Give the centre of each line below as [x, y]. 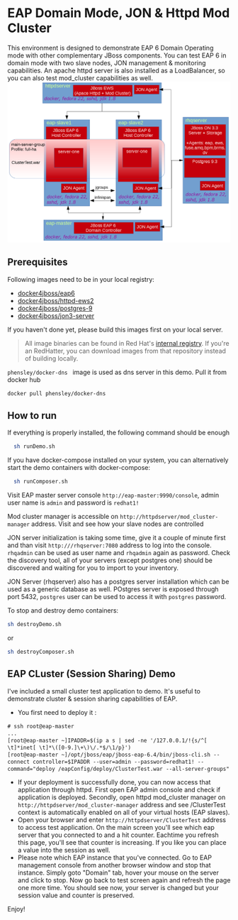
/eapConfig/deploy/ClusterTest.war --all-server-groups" [144, 769]
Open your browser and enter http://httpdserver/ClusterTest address [122, 820]
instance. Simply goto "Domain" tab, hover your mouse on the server [118, 872]
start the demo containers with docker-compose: [79, 468]
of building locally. [51, 358]
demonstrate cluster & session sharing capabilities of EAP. [92, 699]
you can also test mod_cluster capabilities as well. [80, 78]
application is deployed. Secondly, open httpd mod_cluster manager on [121, 797]
